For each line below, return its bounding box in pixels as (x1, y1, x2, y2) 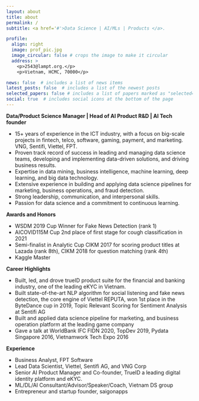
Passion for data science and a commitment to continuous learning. (14, 199, 180, 206)
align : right (11, 41, 44, 47)
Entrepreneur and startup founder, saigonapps (14, 387, 129, 394)
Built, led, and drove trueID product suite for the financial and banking (14, 277, 185, 284)
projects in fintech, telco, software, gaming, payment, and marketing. (14, 136, 184, 143)
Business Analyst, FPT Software (14, 356, 93, 363)
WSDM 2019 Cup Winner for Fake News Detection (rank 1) (14, 222, 157, 229)
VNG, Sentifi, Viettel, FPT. (14, 143, 78, 150)
